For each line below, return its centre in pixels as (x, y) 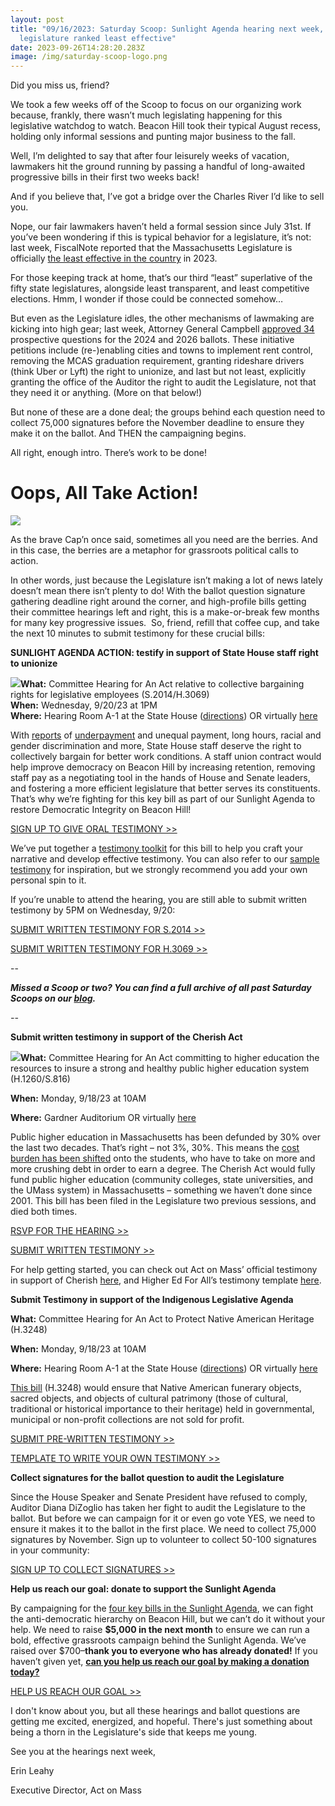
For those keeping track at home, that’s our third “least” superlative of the (161, 278)
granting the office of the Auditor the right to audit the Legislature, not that (163, 382)
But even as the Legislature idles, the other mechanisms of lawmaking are (162, 318)
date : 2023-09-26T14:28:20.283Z (77, 47)
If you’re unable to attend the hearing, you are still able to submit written (159, 900)
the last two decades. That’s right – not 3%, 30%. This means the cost (155, 1148)
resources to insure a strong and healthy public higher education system (160, 1068)
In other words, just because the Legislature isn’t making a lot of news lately (166, 580)
